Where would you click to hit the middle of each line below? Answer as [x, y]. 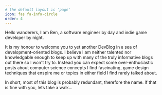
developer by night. [25, 38]
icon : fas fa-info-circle [31, 14]
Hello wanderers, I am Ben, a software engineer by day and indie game [76, 33]
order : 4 [14, 19]
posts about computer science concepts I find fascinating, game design [77, 68]
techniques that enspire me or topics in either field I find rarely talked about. [81, 73]
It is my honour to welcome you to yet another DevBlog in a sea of [71, 47]
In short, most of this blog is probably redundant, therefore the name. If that [81, 82]
